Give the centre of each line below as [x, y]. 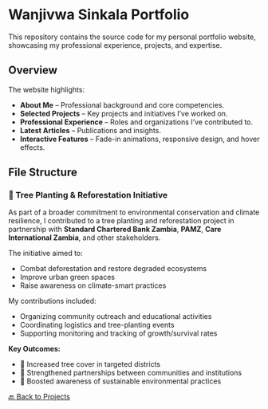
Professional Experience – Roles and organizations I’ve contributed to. [136, 122]
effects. [32, 147]
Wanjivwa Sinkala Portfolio [99, 15]
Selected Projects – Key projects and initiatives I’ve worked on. [124, 113]
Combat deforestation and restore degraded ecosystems [113, 269]
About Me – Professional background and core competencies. [122, 104]
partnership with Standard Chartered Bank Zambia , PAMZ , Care [115, 230]
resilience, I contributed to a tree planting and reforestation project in [121, 221]
